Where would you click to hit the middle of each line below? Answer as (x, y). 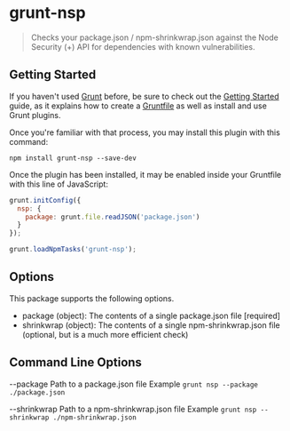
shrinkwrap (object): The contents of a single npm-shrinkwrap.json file (151, 325)
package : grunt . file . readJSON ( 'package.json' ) (113, 217)
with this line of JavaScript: (59, 184)
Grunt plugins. (35, 115)
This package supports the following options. (92, 298)
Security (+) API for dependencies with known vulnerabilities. (143, 46)
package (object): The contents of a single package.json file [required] (151, 315)
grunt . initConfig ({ (45, 200)
